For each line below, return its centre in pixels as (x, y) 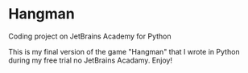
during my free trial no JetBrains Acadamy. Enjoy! (91, 60)
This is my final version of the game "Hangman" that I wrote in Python (124, 51)
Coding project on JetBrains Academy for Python (90, 36)
